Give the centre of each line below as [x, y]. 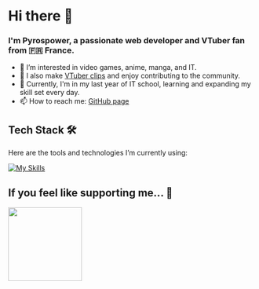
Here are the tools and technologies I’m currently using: [98, 153]
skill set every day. [49, 93]
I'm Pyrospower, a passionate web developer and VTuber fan [127, 41]
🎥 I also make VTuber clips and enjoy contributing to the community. [130, 76]
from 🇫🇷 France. [41, 50]
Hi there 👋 [40, 16]
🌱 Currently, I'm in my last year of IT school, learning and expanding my [135, 84]
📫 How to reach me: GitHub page [74, 101]
